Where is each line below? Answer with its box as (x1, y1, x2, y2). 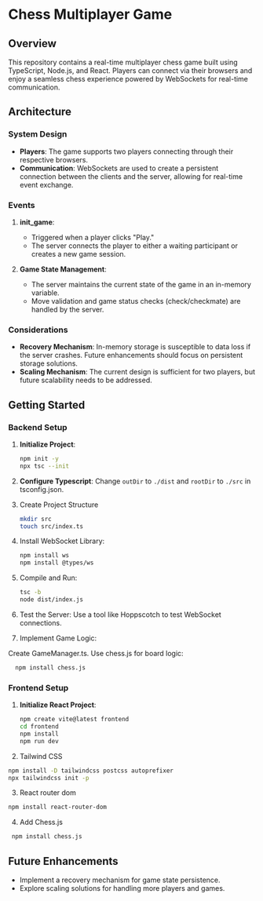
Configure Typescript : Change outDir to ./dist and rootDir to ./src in (19, 476, 251, 486)
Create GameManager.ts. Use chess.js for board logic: (8, 648, 184, 658)
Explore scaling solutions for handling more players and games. (19, 883, 225, 892)
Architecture (8, 105, 72, 119)
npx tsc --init (19, 461, 70, 470)
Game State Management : (19, 264, 108, 274)
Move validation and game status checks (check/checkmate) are (31, 296, 241, 305)
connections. (19, 618, 62, 627)
